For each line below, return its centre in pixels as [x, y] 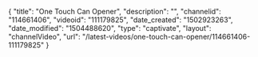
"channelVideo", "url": [45, 36]
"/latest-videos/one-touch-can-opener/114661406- [167, 36]
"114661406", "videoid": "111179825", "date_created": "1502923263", [121, 20]
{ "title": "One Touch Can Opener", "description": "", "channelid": [115, 11]
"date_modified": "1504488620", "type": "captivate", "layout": [110, 28]
